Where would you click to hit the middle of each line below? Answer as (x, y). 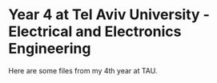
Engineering (50, 49)
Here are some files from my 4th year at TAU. (83, 70)
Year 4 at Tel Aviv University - (109, 15)
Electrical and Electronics (95, 32)
